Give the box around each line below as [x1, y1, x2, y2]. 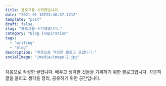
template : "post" [5, 17, 42, 22]
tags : [5, 36, 17, 41]
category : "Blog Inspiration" [5, 31, 69, 36]
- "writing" [10, 40, 35, 46]
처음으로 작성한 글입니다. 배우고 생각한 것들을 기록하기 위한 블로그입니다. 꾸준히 [5, 69, 161, 75]
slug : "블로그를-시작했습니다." [5, 26, 63, 31]
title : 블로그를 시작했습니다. [5, 7, 61, 13]
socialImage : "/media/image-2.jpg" [5, 54, 80, 60]
